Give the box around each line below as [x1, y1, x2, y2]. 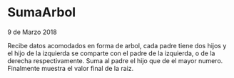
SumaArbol [7, 4, 76, 21]
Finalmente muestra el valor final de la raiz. [7, 64, 134, 72]
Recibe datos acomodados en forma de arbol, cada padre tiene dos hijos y [7, 41, 227, 50]
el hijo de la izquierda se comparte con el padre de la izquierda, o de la [7, 49, 215, 57]
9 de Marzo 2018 [7, 28, 57, 36]
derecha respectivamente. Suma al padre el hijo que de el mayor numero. [7, 56, 223, 65]
